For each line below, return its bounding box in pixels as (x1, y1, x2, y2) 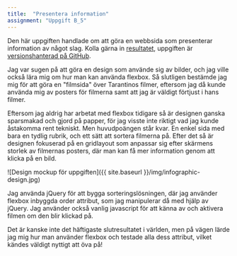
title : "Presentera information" (7, 10, 110, 18)
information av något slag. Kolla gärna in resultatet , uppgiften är (7, 44, 193, 52)
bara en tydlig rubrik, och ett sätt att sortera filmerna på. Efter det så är (7, 132, 214, 140)
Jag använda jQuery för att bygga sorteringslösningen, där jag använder (7, 189, 218, 197)
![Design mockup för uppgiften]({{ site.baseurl (7, 168, 143, 176)
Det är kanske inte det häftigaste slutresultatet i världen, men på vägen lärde (7, 225, 230, 233)
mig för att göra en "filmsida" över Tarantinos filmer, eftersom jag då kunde (7, 80, 226, 88)
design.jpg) (7, 175, 41, 184)
